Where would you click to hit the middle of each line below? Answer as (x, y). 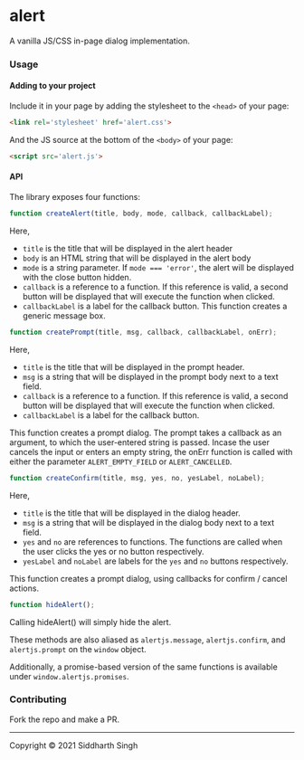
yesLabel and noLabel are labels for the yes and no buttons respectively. (155, 561)
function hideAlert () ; (52, 604)
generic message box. (64, 315)
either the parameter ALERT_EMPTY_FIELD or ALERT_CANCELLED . (121, 461)
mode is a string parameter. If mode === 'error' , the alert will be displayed (158, 267)
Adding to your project (53, 86)
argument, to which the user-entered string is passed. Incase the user (139, 442)
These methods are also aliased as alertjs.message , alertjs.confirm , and (147, 640)
